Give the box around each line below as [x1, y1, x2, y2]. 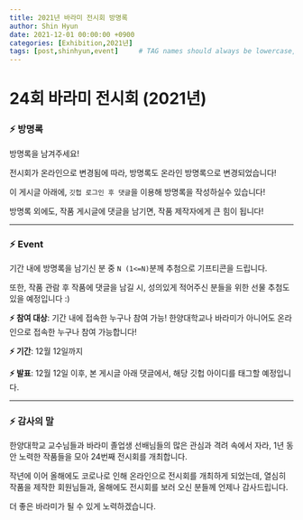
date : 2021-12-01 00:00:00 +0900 [9, 30, 135, 39]
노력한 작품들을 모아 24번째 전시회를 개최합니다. [18, 451, 188, 462]
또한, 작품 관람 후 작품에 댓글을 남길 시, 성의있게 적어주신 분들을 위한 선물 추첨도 [9, 282, 290, 292]
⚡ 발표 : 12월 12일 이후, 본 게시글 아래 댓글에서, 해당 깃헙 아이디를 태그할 [9, 367, 261, 378]
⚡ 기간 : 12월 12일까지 [9, 345, 84, 357]
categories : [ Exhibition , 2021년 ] [9, 38, 133, 48]
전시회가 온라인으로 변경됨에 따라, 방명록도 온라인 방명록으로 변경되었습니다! [9, 167, 277, 178]
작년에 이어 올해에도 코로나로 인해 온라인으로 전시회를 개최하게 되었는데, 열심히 [9, 470, 287, 481]
